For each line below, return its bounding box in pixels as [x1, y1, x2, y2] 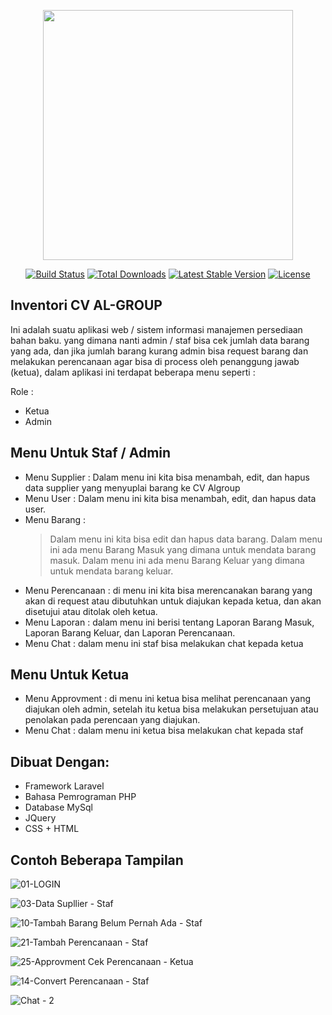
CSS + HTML [24, 823, 80, 835]
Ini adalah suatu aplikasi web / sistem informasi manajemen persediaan [10, 323, 303, 335]
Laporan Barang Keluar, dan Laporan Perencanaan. [24, 626, 236, 639]
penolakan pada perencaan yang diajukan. [24, 714, 201, 726]
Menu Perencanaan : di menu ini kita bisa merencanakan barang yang [24, 584, 313, 596]
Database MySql [24, 801, 93, 814]
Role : [10, 385, 34, 397]
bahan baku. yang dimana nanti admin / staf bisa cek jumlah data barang [10, 334, 310, 346]
